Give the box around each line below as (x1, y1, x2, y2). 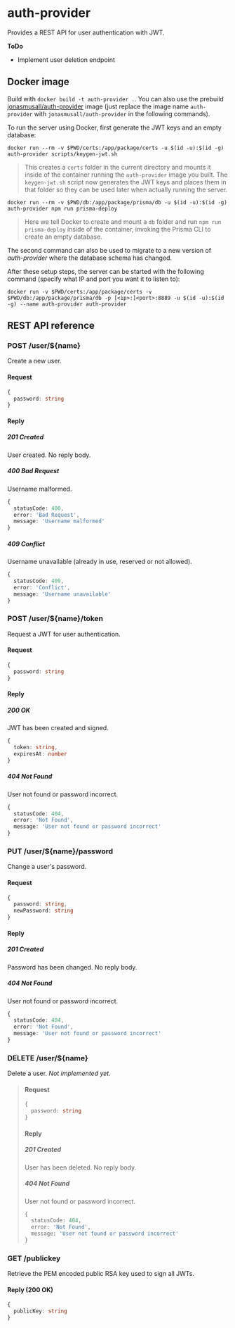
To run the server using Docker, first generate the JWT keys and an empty (7, 123, 222, 132)
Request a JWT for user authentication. (7, 629, 121, 638)
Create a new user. (7, 357, 62, 365)
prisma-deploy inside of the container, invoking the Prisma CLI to (24, 225, 211, 233)
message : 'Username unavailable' (13, 590, 112, 598)
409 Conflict (7, 539, 46, 548)
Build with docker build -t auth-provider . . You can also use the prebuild (7, 94, 224, 103)
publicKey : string (13, 1308, 68, 1315)
